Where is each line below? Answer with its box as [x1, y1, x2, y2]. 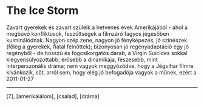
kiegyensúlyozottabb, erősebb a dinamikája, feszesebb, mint [6, 56, 158, 63]
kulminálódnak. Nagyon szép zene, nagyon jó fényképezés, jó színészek [6, 36, 188, 44]
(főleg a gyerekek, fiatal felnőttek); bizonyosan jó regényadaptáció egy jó [6, 43, 189, 50]
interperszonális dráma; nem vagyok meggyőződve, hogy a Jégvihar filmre [6, 62, 194, 70]
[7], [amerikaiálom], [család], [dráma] [6, 92, 100, 100]
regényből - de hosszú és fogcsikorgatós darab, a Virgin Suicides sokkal [6, 49, 188, 56]
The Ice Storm [6, 4, 79, 18]
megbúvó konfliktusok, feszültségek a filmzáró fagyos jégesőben [6, 30, 169, 37]
